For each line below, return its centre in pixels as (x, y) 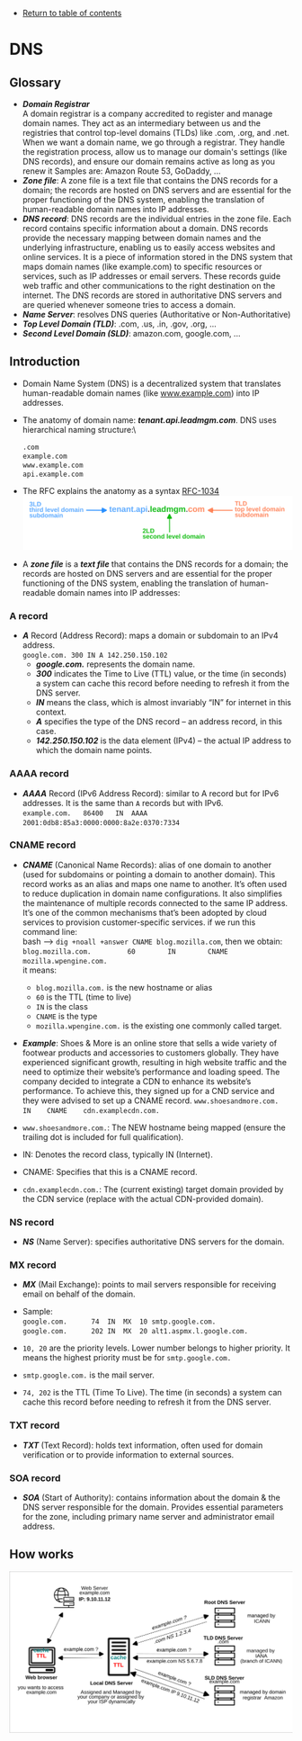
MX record (33, 1265)
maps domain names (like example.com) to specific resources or (142, 266)
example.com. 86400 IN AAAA (85, 813)
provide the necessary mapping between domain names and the (142, 238)
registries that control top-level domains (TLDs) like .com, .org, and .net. (156, 133)
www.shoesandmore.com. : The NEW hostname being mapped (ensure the (154, 1127)
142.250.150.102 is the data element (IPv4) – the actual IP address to (164, 740)
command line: (50, 931)
